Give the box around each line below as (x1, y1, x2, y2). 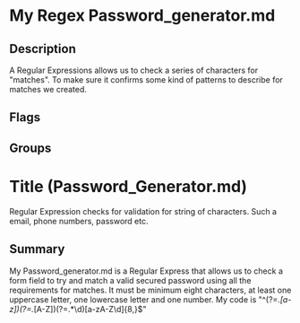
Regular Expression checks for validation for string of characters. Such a (9, 205, 278, 216)
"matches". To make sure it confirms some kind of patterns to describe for (9, 74, 284, 85)
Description (9, 41, 76, 57)
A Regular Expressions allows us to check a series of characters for (9, 65, 258, 75)
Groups (9, 140, 52, 155)
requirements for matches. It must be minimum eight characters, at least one (9, 284, 292, 295)
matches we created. (9, 84, 88, 94)
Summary (9, 241, 65, 257)
